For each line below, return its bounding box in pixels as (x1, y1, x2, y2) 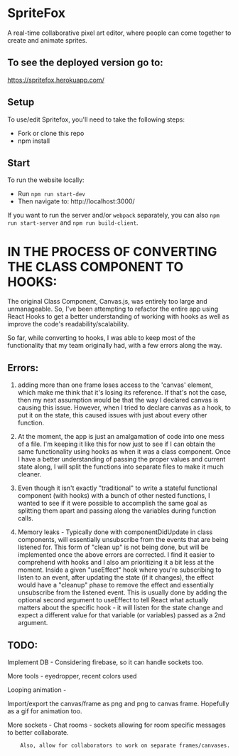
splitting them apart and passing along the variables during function (17, 506, 217, 515)
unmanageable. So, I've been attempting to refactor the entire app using (7, 304, 219, 314)
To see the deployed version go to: (7, 57, 163, 69)
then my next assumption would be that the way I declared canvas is (17, 396, 219, 405)
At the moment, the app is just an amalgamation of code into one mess (17, 432, 225, 441)
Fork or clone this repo (17, 129, 85, 137)
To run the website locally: (7, 176, 85, 184)
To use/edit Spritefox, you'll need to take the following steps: (7, 115, 185, 124)
